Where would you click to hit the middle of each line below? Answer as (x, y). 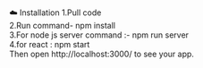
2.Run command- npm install (63, 25)
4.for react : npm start (50, 44)
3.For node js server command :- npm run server (99, 35)
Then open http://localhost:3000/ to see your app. (102, 54)
